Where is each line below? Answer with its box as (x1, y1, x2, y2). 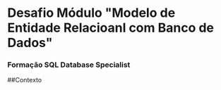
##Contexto (7, 76, 42, 84)
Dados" (7, 35, 53, 51)
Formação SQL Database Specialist (7, 60, 131, 70)
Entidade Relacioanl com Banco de (7, 20, 214, 36)
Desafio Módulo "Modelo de (7, 5, 176, 21)
